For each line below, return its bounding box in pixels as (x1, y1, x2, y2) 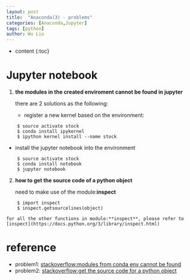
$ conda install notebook (17, 161, 82, 167)
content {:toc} (14, 47, 50, 55)
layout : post (6, 8, 39, 15)
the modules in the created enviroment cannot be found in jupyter (14, 88, 183, 96)
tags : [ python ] (6, 25, 44, 32)
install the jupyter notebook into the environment (14, 144, 136, 152)
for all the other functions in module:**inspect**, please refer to (6, 216, 185, 222)
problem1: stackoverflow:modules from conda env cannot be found (14, 261, 182, 267)
